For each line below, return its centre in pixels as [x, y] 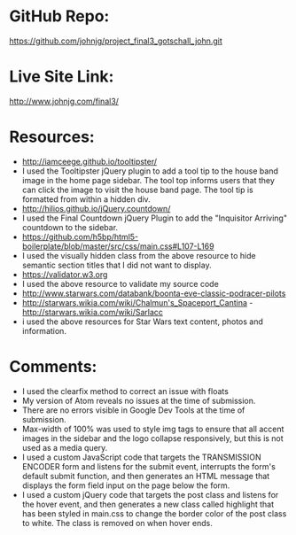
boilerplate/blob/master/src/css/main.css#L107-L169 [118, 246]
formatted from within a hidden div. [86, 199]
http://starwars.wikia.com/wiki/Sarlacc [93, 312]
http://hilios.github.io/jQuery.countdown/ [96, 208]
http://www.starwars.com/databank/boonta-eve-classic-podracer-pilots [154, 293]
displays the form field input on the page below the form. [126, 485]
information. [44, 330]
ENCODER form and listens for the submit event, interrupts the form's [149, 466]
